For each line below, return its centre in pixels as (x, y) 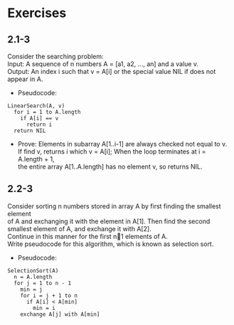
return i (39, 124)
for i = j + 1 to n (49, 295)
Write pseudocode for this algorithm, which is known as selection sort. (111, 244)
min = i (44, 308)
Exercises (37, 13)
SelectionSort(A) (33, 271)
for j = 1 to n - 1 (43, 283)
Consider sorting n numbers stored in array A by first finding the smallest (115, 206)
